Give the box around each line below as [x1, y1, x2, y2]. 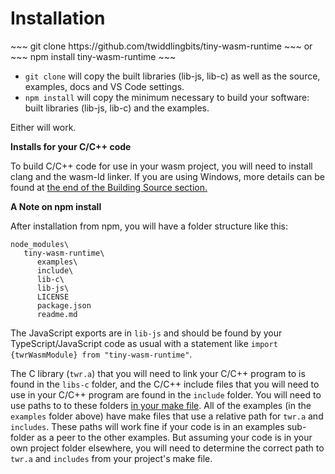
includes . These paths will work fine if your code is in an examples [10, 420, 285, 432]
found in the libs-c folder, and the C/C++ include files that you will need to [10, 378, 320, 390]
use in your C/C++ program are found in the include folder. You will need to [10, 388, 322, 401]
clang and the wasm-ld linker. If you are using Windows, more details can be [10, 170, 325, 182]
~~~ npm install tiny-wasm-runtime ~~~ [10, 50, 177, 62]
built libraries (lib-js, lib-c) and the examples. [24, 102, 210, 114]
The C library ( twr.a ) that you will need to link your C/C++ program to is [10, 367, 306, 379]
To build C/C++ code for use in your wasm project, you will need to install [10, 160, 313, 172]
